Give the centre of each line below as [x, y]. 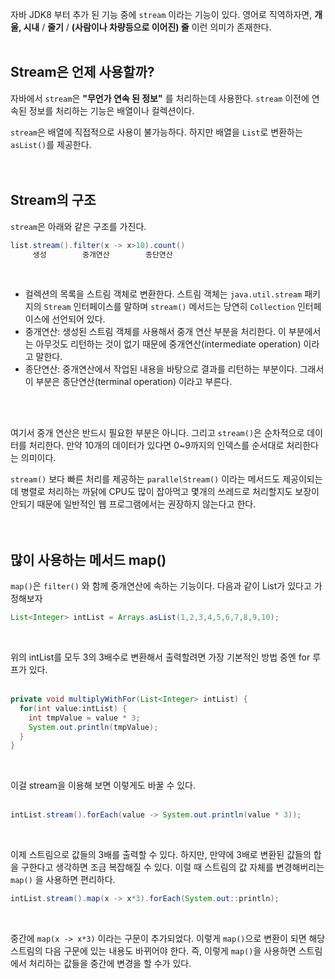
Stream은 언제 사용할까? [82, 72]
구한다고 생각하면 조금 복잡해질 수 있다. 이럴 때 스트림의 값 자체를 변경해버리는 [172, 867]
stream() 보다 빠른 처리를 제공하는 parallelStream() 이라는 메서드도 [145, 479]
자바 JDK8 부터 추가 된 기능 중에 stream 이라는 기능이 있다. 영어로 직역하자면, [161, 14]
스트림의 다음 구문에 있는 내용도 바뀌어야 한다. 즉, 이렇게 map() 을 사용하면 [153, 951]
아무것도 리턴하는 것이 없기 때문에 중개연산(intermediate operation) [168, 344]
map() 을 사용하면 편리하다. [63, 880]
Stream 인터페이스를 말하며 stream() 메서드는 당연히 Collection [169, 307]
